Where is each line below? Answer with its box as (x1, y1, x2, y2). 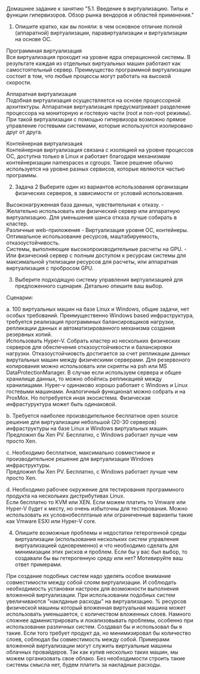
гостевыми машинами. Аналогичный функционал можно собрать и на (6, 388, 186, 395)
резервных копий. (6, 331, 53, 338)
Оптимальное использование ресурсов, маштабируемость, (6, 233, 159, 240)
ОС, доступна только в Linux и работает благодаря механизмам (6, 153, 170, 160)
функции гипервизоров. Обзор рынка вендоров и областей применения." (6, 11, 194, 18)
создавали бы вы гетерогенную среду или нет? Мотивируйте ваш (14, 555, 183, 561)
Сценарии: (6, 294, 33, 301)
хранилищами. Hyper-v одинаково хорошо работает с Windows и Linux (6, 382, 188, 388)
